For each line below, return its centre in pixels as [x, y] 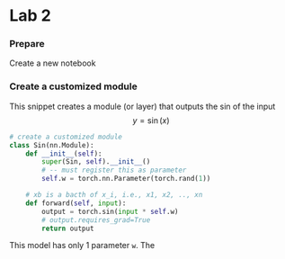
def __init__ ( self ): [64, 154]
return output [68, 228]
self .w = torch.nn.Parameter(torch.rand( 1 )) [126, 179]
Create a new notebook [53, 63]
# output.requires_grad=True [96, 220]
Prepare [27, 44]
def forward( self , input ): [76, 203]
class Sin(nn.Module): [52, 145]
